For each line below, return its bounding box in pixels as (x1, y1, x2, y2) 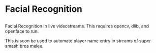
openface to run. (5, 28, 39, 34)
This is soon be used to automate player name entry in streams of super (5, 38, 151, 44)
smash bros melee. (5, 43, 44, 49)
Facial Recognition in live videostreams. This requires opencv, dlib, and (5, 23, 149, 29)
